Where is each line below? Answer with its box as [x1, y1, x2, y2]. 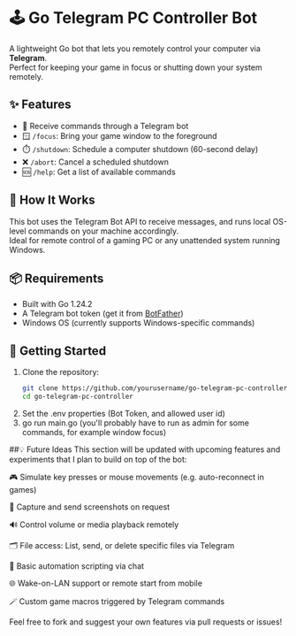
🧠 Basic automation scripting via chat [9, 560, 144, 571]
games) [9, 484, 37, 494]
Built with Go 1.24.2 [21, 299, 93, 310]
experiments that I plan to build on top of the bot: [9, 454, 187, 464]
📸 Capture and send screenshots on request [9, 502, 171, 512]
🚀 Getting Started [9, 343, 107, 358]
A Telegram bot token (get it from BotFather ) [21, 308, 184, 319]
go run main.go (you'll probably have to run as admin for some [21, 418, 250, 428]
